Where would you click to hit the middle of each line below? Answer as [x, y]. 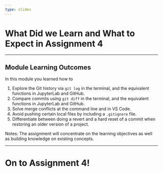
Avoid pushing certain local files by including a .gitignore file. [74, 114]
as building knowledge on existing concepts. [49, 139]
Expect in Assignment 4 [54, 43]
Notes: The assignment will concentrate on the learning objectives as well [79, 134]
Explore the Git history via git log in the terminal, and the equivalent [81, 88]
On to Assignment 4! [48, 163]
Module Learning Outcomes [48, 67]
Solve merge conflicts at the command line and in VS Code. [72, 109]
